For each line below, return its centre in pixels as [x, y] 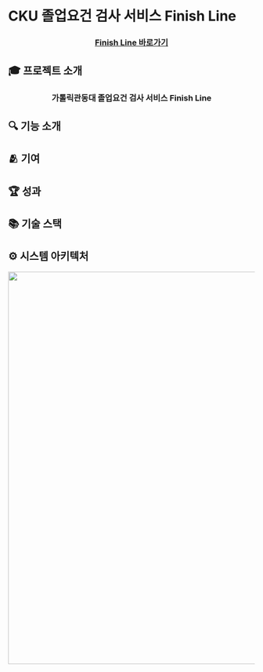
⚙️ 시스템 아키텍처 [49, 256]
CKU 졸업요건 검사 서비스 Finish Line [122, 16]
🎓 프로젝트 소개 [45, 70]
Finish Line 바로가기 [131, 42]
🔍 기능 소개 [34, 126]
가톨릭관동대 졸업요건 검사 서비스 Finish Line [131, 98]
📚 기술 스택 [35, 223]
